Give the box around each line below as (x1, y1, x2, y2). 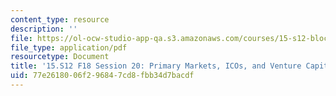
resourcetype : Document (10, 52, 110, 62)
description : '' (10, 24, 78, 34)
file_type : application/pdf (10, 42, 128, 53)
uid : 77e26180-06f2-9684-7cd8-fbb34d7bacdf (10, 71, 195, 81)
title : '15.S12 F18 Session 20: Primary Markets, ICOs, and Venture (10, 61, 302, 71)
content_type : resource (10, 14, 110, 25)
